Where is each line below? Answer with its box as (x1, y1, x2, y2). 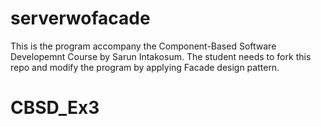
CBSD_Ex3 (10, 97, 100, 119)
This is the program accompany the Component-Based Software (10, 40, 277, 52)
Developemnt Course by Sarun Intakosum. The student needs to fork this (10, 50, 312, 62)
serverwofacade (10, 7, 151, 30)
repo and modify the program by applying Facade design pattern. (10, 61, 280, 73)
